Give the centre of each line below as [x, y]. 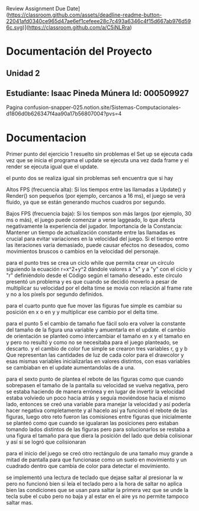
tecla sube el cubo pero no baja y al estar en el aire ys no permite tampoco [97, 496]
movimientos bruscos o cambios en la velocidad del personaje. [83, 252]
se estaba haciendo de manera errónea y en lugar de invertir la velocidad [95, 392]
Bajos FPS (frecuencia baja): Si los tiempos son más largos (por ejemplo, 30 [99, 214]
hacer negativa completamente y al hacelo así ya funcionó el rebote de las [97, 410]
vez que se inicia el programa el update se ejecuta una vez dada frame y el [97, 160]
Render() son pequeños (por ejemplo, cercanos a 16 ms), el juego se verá [96, 196]
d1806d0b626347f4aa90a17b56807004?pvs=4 [64, 114]
